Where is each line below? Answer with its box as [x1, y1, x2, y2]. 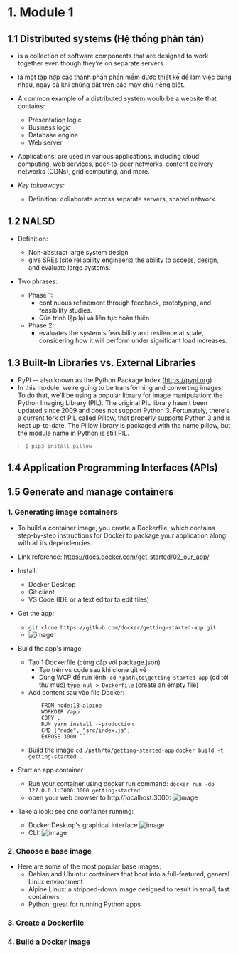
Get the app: [17, 609, 55, 617]
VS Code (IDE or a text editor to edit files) [28, 595, 150, 604]
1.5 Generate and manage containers [7, 486, 174, 498]
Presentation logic [28, 115, 82, 124]
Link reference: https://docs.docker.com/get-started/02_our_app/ [17, 552, 210, 561]
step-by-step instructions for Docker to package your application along [17, 531, 227, 540]
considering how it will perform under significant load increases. [38, 336, 227, 345]
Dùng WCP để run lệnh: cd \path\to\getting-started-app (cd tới [38, 673, 229, 681]
